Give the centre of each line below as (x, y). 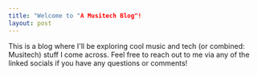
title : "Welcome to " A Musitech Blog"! (75, 16)
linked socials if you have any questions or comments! (98, 63)
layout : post (30, 23)
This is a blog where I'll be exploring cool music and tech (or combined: (127, 46)
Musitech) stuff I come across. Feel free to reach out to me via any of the (129, 54)
